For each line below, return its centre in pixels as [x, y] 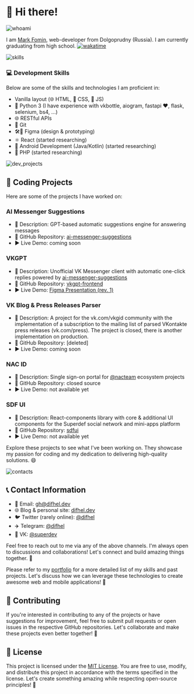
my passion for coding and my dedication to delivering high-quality [87, 454]
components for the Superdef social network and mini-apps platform [97, 424]
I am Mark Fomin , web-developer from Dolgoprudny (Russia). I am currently [97, 39]
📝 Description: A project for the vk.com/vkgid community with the [93, 318]
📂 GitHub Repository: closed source [58, 383]
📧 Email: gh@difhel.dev [42, 504]
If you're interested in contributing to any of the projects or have [83, 615]
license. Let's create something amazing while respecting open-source [91, 678]
